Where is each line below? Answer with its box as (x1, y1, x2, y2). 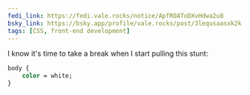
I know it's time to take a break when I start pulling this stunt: (7, 49, 209, 59)
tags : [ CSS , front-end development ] (7, 27, 130, 35)
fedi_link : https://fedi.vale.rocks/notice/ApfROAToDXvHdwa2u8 (7, 11, 224, 20)
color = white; (22, 72, 73, 81)
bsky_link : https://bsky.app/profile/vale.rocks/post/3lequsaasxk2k (7, 19, 242, 27)
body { (7, 64, 30, 72)
